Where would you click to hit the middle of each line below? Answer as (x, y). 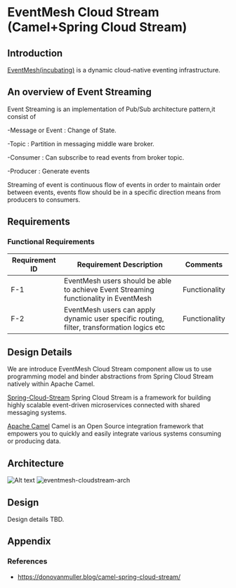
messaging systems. (37, 413)
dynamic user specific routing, (114, 319)
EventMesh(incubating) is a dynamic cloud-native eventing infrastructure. (114, 70)
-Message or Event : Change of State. (62, 130)
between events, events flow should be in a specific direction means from (114, 192)
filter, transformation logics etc (115, 327)
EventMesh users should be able (118, 281)
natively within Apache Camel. (51, 384)
